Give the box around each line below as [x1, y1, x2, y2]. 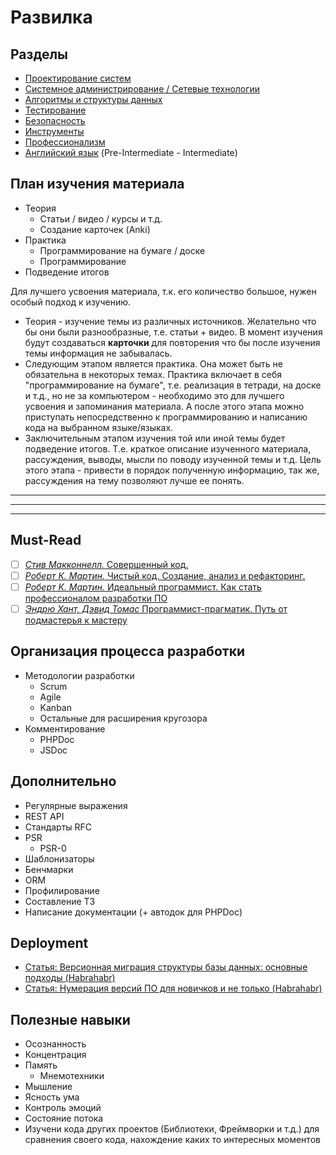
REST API [24, 810, 65, 822]
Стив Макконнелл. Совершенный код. [24, 558, 189, 570]
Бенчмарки [24, 863, 74, 875]
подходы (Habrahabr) [24, 972, 116, 984]
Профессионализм [24, 136, 106, 148]
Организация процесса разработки [10, 643, 245, 660]
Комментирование [24, 722, 106, 735]
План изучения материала [10, 176, 185, 193]
